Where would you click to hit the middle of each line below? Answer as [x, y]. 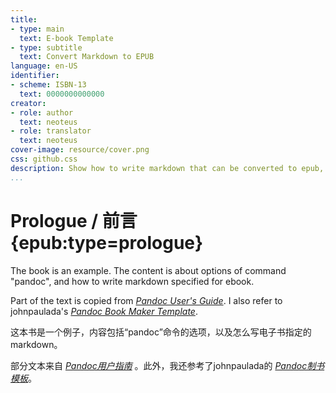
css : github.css [44, 159]
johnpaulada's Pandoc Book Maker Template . [104, 311]
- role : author [42, 112]
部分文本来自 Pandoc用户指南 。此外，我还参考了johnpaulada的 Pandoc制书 [167, 365]
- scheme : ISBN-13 [48, 85]
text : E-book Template [66, 38]
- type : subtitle [46, 47]
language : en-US [44, 66]
